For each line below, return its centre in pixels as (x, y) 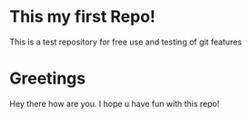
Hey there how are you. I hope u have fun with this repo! (115, 103)
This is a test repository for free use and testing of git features (126, 42)
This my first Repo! (83, 17)
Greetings (48, 79)
